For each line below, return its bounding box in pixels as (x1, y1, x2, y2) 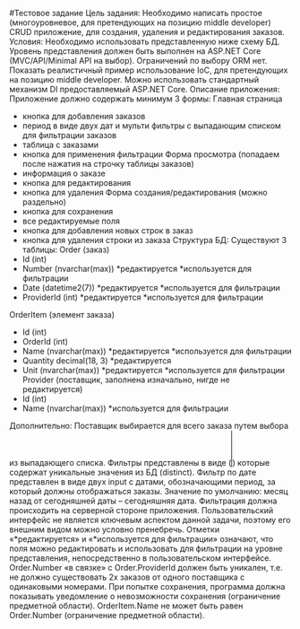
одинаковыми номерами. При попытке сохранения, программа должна (9, 581, 286, 591)
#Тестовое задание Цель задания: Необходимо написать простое (9, 8, 262, 18)
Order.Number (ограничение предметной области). (9, 610, 205, 620)
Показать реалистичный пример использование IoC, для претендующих (9, 65, 288, 75)
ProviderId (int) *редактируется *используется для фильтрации (21, 292, 264, 302)
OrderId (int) (21, 336, 69, 346)
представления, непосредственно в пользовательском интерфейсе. (9, 553, 271, 563)
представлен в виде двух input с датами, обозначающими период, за (9, 476, 276, 487)
